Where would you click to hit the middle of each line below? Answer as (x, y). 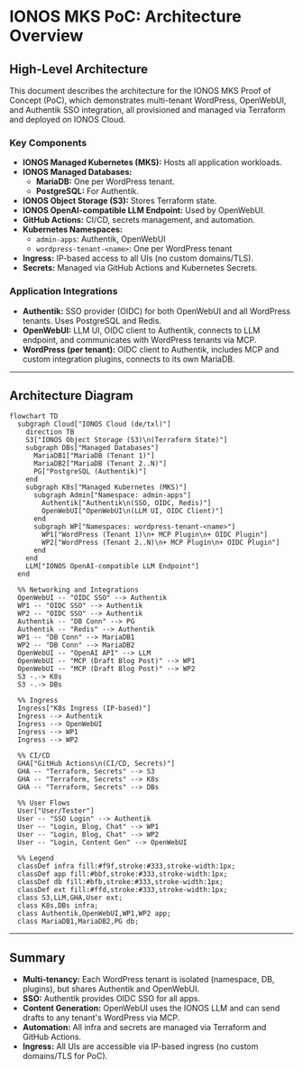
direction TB (50, 432)
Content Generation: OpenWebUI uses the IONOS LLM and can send (151, 1009)
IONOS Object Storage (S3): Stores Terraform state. (119, 201)
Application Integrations (64, 291)
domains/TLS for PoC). (65, 1056)
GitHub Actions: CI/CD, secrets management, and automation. (138, 220)
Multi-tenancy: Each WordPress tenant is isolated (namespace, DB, (148, 980)
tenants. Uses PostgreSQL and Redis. (92, 320)
